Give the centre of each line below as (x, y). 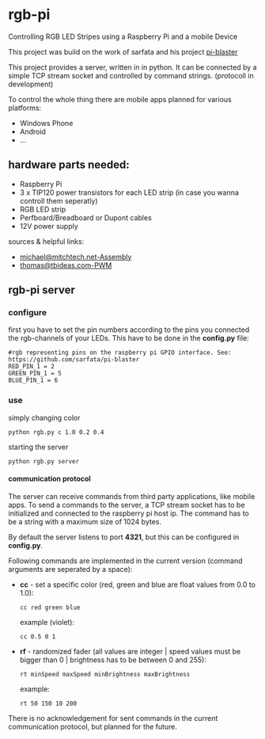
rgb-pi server (42, 290)
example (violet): (47, 622)
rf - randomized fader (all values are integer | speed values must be (130, 651)
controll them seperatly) (59, 200)
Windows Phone (46, 123)
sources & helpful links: (46, 241)
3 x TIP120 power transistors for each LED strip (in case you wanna (129, 192)
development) (31, 84)
